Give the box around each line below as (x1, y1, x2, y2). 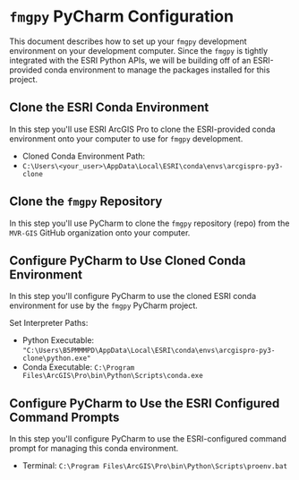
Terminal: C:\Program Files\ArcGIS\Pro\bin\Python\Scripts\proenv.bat (21, 460, 288, 471)
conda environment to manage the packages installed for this (44, 64, 270, 75)
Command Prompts (9, 409, 120, 424)
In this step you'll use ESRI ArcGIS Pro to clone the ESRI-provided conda (9, 124, 276, 134)
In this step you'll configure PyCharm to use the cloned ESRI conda (9, 291, 257, 302)
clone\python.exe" (21, 354, 91, 364)
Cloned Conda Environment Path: (21, 150, 146, 161)
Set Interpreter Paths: (9, 318, 89, 329)
